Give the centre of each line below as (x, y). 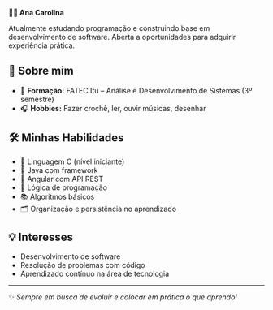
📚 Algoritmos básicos (57, 196)
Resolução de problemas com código (82, 265)
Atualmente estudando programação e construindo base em (109, 28)
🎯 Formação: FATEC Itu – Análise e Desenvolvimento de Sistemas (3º (136, 90)
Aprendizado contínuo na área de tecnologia (95, 274)
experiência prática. (42, 45)
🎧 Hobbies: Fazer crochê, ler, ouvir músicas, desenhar (113, 108)
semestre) (37, 99)
